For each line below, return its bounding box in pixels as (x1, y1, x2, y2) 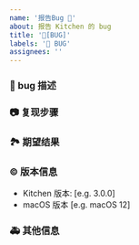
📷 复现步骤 (9, 106, 59, 119)
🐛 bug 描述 (9, 80, 57, 92)
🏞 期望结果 (9, 135, 60, 148)
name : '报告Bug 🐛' (9, 13, 76, 23)
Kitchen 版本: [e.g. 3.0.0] (22, 188, 115, 199)
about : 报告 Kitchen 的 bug (9, 22, 112, 31)
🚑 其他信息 (9, 225, 60, 238)
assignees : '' (9, 48, 64, 57)
